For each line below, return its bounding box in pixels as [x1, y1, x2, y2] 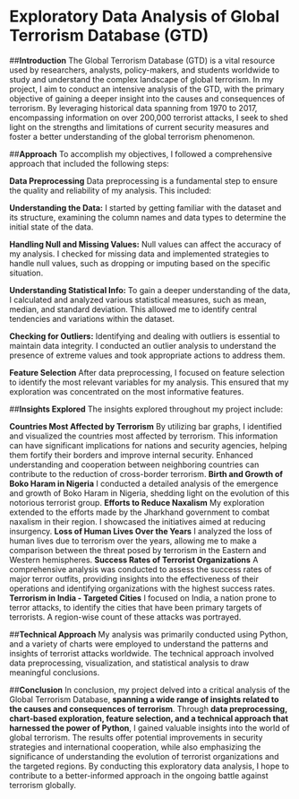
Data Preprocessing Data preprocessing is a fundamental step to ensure [9, 175, 278, 186]
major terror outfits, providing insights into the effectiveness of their [9, 573, 260, 584]
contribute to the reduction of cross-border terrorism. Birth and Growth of [9, 468, 284, 479]
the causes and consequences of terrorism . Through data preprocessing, [9, 703, 288, 714]
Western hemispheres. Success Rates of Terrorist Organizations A [9, 554, 259, 565]
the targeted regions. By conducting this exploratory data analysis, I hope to [9, 760, 289, 771]
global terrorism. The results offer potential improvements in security [9, 732, 263, 743]
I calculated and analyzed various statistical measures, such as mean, [9, 294, 267, 305]
